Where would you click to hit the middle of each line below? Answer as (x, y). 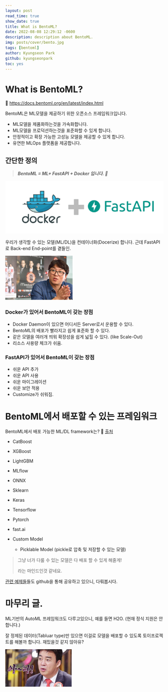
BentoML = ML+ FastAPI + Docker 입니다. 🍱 (63, 174)
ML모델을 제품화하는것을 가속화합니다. (50, 124)
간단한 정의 (21, 160)
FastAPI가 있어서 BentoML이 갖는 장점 (50, 357)
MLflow (20, 471)
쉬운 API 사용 (25, 375)
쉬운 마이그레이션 (29, 381)
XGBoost (22, 451)
